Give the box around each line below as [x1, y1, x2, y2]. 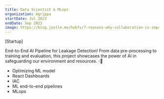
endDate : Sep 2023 [5, 20, 42, 26]
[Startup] [5, 38, 23, 44]
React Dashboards [12, 73, 50, 79]
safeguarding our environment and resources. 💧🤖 [5, 58, 103, 64]
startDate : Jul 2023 [5, 16, 47, 21]
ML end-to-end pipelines [12, 83, 62, 89]
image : [5, 25, 19, 30]
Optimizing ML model [12, 68, 55, 74]
